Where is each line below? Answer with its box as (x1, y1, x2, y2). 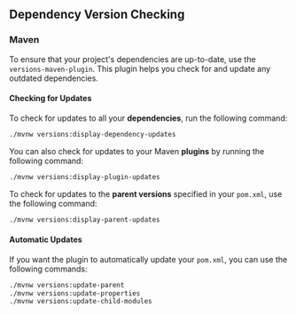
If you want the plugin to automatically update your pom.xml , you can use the (9, 254, 288, 264)
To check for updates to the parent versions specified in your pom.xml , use (9, 188, 283, 199)
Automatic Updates (9, 234, 82, 245)
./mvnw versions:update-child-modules (9, 297, 152, 306)
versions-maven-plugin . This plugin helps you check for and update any (9, 63, 271, 74)
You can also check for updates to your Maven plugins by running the (9, 145, 265, 156)
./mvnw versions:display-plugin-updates (9, 172, 161, 181)
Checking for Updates (9, 93, 92, 104)
